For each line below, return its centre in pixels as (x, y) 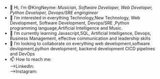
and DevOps (22, 54)
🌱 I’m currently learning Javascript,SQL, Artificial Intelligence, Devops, (80, 33)
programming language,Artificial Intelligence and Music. (66, 28)
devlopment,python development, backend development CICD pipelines (82, 49)
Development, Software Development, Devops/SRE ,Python (69, 23)
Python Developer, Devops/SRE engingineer (54, 13)
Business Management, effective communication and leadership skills (80, 38)
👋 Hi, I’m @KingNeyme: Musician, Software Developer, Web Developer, (81, 8)
